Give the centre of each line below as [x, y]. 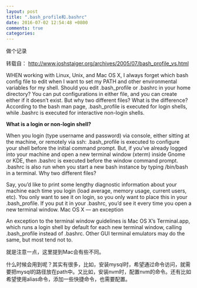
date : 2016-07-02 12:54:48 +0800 [47, 22]
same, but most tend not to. [40, 240]
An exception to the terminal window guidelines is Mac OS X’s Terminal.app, [98, 221]
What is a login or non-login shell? [49, 124]
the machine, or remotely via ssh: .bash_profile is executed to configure [93, 142]
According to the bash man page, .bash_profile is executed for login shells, [97, 107]
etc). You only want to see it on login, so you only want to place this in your [97, 197]
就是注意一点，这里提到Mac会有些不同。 [55, 252]
